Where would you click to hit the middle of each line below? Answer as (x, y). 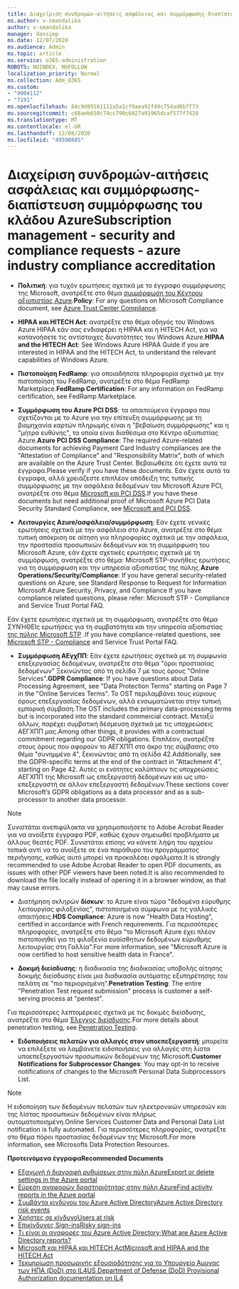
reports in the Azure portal (56, 1195)
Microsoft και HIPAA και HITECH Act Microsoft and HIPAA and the (113, 1248)
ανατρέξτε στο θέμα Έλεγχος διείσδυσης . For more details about (103, 1020)
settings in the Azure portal (57, 1180)
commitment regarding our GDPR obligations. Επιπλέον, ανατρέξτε (116, 739)
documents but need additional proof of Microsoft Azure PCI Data (114, 501)
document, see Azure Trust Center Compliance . (87, 308)
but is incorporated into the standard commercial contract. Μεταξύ (116, 716)
